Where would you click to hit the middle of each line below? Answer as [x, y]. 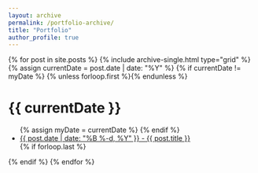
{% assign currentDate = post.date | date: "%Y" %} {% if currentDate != [125, 68]
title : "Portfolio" [40, 30]
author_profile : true [44, 37]
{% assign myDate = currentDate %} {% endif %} [100, 130]
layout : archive [35, 15]
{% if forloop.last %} [53, 147]
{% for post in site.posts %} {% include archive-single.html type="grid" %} [129, 60]
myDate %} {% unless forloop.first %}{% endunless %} [98, 76]
